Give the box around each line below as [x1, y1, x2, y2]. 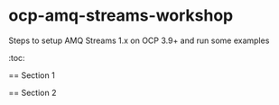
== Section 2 [8, 87, 57, 98]
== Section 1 [8, 69, 55, 81]
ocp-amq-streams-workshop [8, 5, 234, 26]
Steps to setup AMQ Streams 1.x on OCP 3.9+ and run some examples [8, 35, 270, 46]
